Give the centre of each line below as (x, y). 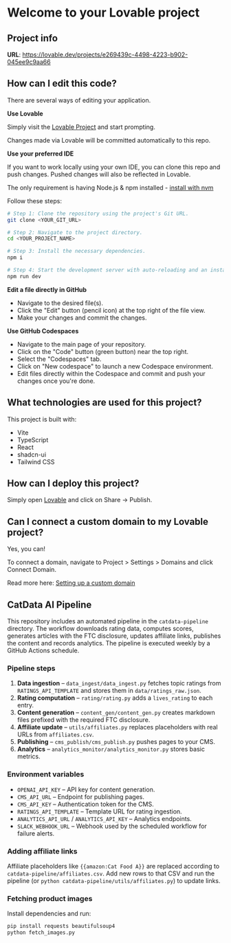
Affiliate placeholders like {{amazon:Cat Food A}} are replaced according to (113, 866)
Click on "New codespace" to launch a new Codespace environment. (115, 366)
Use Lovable (25, 113)
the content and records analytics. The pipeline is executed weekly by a (109, 643)
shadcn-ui (32, 454)
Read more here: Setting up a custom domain (71, 583)
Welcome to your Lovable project (103, 13)
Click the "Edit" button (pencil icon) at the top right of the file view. (111, 310)
